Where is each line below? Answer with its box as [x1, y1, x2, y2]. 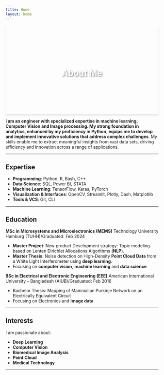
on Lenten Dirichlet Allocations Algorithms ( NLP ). [26, 248, 124, 254]
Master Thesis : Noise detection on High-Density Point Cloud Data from [12, 253, 157, 259]
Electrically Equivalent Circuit [12, 293, 71, 299]
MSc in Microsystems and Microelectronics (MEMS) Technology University [5, 228, 159, 234]
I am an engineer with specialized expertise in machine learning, [5, 118, 138, 124]
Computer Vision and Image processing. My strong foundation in [5, 123, 139, 129]
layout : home [5, 12, 32, 17]
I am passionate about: [5, 330, 51, 336]
